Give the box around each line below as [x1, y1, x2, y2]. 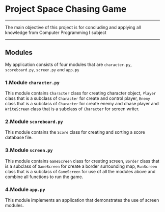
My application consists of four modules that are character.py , [5, 61, 132, 67]
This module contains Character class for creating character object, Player [5, 90, 156, 96]
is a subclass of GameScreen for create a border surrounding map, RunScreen [5, 163, 157, 169]
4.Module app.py [5, 186, 46, 193]
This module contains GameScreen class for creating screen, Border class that [5, 158, 160, 164]
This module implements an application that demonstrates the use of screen [5, 197, 159, 203]
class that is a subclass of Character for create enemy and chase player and [5, 101, 159, 107]
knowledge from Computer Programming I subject [5, 30, 107, 35]
